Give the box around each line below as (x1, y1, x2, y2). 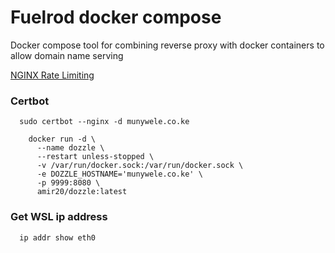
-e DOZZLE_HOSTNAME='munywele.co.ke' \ (36, 169, 203, 180)
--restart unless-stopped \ (36, 152, 155, 162)
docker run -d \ (28, 134, 97, 145)
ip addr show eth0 (19, 232, 97, 243)
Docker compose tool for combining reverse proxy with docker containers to (10, 39, 325, 51)
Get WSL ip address (10, 210, 108, 224)
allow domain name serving (10, 49, 124, 61)
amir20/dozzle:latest (36, 187, 128, 197)
